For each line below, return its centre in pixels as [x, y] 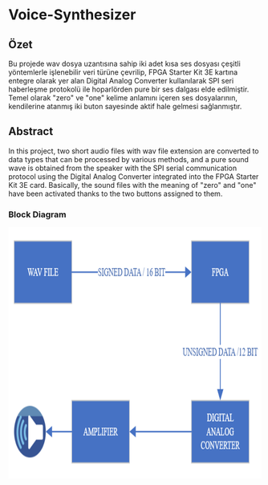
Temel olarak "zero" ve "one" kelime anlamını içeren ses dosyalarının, [123, 98]
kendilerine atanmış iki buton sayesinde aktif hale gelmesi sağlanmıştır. [125, 106]
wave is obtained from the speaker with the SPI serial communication [123, 168]
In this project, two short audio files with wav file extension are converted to [134, 151]
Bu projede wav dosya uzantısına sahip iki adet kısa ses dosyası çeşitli [124, 63]
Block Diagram [37, 214]
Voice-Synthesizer [72, 15]
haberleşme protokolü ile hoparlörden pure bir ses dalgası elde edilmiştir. [129, 89]
